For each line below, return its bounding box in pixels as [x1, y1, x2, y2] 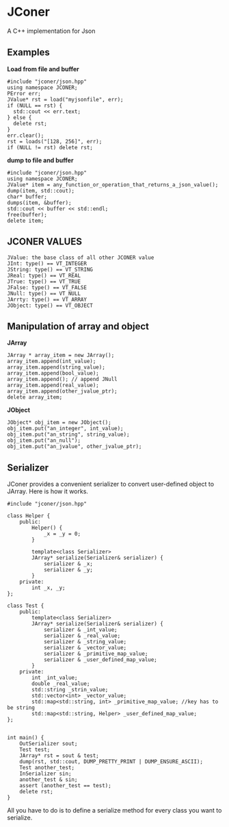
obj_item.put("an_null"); [7, 437, 81, 444]
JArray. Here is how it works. [7, 487, 89, 495]
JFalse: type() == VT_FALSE [7, 284, 87, 291]
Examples [7, 47, 50, 58]
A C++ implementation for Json [7, 27, 96, 35]
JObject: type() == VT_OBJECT [7, 302, 94, 309]
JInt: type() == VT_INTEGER [7, 260, 87, 267]
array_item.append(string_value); [7, 364, 106, 371]
